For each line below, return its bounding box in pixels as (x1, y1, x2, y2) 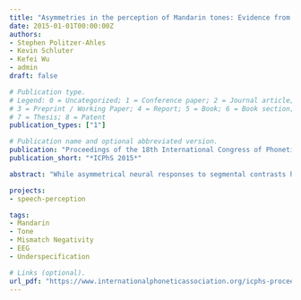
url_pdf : (9, 277, 42, 286)
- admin (9, 64, 39, 73)
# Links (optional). (9, 268, 87, 278)
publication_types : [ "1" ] (9, 121, 106, 130)
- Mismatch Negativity (9, 236, 94, 244)
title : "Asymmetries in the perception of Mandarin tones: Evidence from (9, 13, 291, 22)
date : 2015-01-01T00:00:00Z (9, 21, 115, 30)
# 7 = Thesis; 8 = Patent (9, 113, 106, 122)
